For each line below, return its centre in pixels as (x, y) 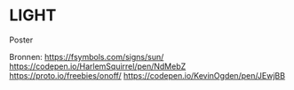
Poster (21, 40)
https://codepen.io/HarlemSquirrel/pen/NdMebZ (98, 66)
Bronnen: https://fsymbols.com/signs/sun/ (87, 56)
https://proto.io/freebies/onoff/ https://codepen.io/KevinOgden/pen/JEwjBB (147, 75)
